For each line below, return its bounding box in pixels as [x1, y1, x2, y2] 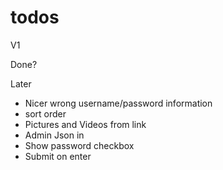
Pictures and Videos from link [24, 118, 147, 130]
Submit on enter [24, 150, 92, 162]
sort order [24, 107, 67, 120]
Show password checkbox [24, 139, 135, 151]
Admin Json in [24, 129, 85, 141]
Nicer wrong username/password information [24, 97, 213, 109]
